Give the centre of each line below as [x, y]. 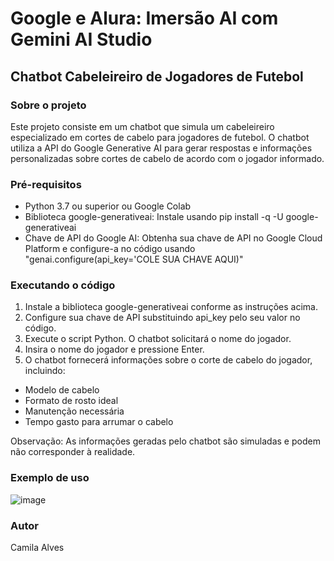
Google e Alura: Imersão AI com [144, 18]
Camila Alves [37, 548]
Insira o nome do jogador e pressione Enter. [114, 349]
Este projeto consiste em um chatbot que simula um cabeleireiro [142, 126]
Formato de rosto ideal [71, 401]
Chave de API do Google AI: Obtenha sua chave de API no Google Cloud [173, 238]
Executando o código [63, 285]
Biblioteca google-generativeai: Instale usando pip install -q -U [154, 217]
